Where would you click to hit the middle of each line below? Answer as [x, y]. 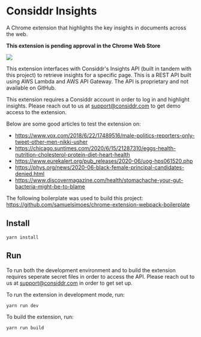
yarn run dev [22, 305]
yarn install [22, 237]
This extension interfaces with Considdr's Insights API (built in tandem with [99, 68]
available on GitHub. [31, 88]
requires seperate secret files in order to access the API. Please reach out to [100, 276]
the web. [17, 34]
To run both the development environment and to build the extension [91, 270]
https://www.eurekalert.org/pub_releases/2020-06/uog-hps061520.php [104, 161]
